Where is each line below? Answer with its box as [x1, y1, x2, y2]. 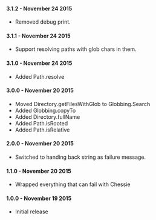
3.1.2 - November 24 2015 [6, 5, 73, 12]
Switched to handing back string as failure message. [15, 153, 146, 161]
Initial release [15, 208, 48, 215]
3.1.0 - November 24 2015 [6, 59, 73, 67]
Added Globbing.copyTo [15, 107, 76, 114]
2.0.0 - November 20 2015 [6, 140, 74, 147]
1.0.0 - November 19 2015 [6, 195, 72, 202]
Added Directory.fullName [15, 113, 80, 121]
